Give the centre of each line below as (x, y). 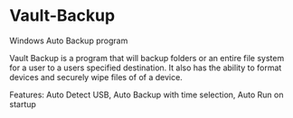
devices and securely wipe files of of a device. (96, 77)
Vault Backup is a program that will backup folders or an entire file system (147, 58)
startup (23, 104)
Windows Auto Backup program (69, 41)
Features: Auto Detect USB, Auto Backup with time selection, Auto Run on (146, 95)
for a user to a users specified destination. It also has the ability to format (146, 68)
